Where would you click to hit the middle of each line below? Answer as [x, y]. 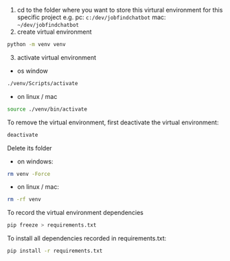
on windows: [35, 161]
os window [32, 71]
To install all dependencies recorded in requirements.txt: [87, 238]
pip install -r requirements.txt [55, 251]
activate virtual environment [57, 57]
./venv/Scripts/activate [43, 83]
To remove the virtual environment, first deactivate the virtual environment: [113, 122]
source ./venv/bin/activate [47, 109]
